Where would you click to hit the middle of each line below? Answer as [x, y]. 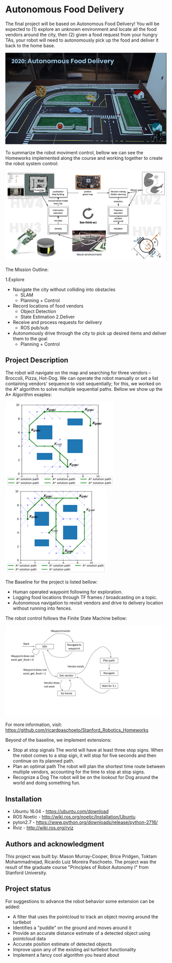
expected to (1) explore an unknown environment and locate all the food [81, 29]
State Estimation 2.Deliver [48, 317]
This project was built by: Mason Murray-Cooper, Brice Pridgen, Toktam [81, 856]
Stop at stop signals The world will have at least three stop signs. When [88, 750]
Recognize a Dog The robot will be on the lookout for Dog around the [85, 777]
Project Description [37, 360]
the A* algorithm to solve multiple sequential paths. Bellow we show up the [84, 389]
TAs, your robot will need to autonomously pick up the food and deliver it [82, 40]
